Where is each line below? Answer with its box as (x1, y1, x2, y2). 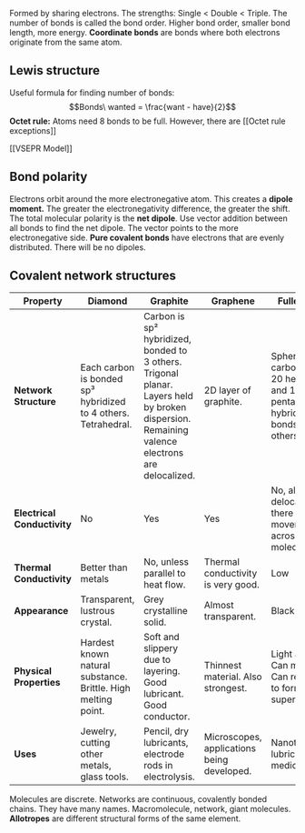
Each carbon (80, 361, 134, 374)
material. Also (203, 670, 262, 683)
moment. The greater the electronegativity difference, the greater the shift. (9, 203, 290, 214)
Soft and (143, 631, 180, 644)
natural (80, 659, 111, 672)
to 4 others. (80, 406, 130, 419)
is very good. (203, 578, 261, 591)
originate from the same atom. (9, 36, 123, 47)
